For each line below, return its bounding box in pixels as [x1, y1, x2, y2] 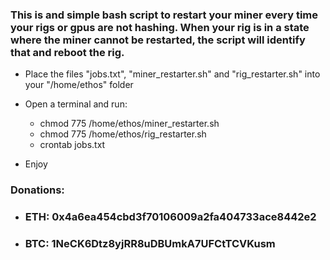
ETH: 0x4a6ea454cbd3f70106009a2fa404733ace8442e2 [24, 210, 317, 224]
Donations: [10, 183, 65, 197]
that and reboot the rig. [10, 45, 125, 59]
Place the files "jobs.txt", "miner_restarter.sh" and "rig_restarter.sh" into [24, 68, 321, 80]
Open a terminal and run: [24, 98, 128, 110]
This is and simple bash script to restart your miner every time [10, 8, 319, 22]
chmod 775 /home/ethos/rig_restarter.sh [39, 128, 207, 140]
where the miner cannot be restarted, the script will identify [10, 33, 306, 47]
